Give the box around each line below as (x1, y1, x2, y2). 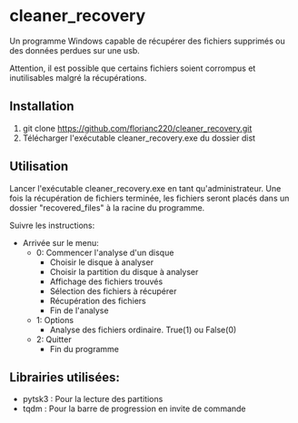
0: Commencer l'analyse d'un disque (35, 247, 174, 258)
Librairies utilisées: (9, 369, 120, 385)
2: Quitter (35, 333, 72, 345)
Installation (9, 99, 74, 114)
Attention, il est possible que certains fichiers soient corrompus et (9, 63, 256, 74)
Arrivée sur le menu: (22, 237, 99, 248)
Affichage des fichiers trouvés (49, 276, 164, 287)
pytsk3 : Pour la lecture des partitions (22, 394, 164, 405)
